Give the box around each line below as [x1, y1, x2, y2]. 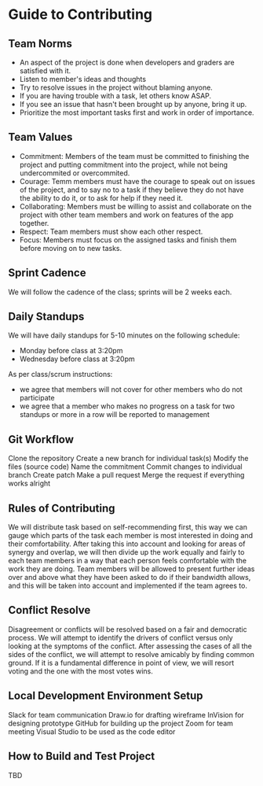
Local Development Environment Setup [8, 689, 203, 703]
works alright [8, 478, 51, 489]
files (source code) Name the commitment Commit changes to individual [8, 462, 243, 471]
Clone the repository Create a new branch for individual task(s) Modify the [8, 454, 249, 463]
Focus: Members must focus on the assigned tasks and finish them [19, 234, 237, 245]
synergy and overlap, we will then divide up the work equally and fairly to [8, 548, 245, 557]
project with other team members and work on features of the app [19, 210, 234, 220]
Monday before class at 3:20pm [19, 346, 123, 356]
